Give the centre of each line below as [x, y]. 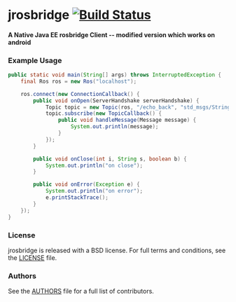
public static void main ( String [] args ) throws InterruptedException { [114, 75]
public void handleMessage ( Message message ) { [127, 120]
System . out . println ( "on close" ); [94, 165]
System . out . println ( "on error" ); [94, 191]
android [20, 42]
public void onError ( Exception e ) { [86, 185]
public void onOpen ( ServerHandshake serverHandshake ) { [116, 101]
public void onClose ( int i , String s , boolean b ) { [110, 159]
